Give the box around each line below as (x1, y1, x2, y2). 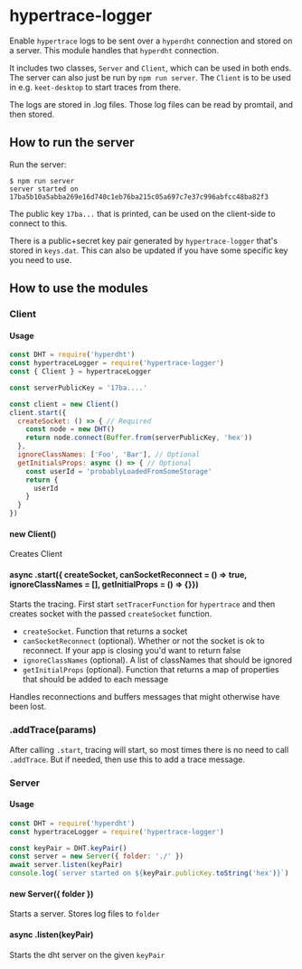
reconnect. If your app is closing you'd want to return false (22, 645, 241, 656)
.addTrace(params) (9, 724, 97, 737)
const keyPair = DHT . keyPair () (9, 843, 127, 852)
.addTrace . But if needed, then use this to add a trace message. (9, 754, 246, 765)
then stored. (9, 108, 55, 119)
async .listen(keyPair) (9, 928, 94, 940)
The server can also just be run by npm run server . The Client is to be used (9, 71, 291, 82)
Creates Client (9, 549, 63, 560)
